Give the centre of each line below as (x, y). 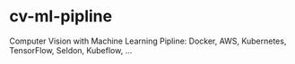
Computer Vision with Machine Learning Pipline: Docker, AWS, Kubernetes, (148, 41)
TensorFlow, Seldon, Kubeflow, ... (71, 50)
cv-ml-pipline (61, 16)
